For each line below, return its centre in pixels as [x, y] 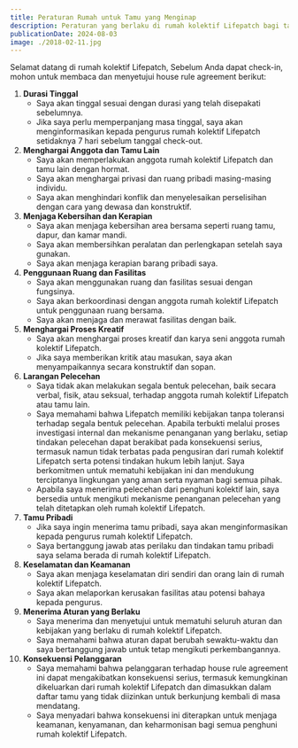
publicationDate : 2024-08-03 [64, 34]
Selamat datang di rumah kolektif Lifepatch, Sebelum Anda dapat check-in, [147, 67]
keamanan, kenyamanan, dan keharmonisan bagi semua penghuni [157, 725]
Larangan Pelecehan [61, 377]
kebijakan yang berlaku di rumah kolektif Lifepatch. [129, 631]
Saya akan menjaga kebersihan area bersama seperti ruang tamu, [156, 226]
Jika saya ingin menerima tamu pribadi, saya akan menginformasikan [162, 527]
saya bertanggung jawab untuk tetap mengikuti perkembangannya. [158, 650]
